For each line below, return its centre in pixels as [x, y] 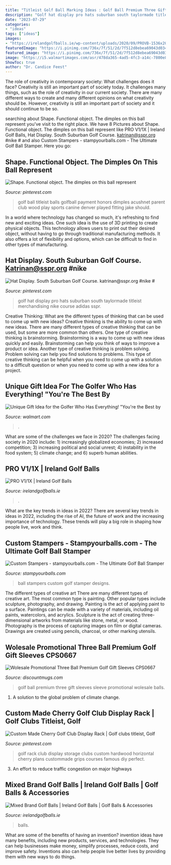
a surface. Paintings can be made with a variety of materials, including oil [82, 609]
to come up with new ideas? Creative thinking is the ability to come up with [84, 321]
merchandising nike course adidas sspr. [60, 306]
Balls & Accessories [37, 793]
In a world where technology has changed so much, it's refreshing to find [82, 217]
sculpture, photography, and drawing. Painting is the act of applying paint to [85, 604]
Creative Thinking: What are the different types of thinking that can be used [84, 316]
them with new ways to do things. [40, 856]
